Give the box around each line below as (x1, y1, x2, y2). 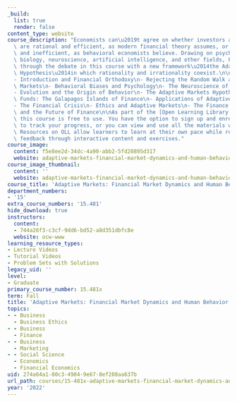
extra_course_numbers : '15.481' (7, 200, 102, 208)
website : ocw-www (13, 233, 65, 240)
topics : (7, 305, 30, 312)
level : (7, 272, 27, 279)
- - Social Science (7, 351, 65, 358)
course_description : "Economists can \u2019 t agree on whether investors (7, 37, 226, 44)
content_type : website (7, 30, 74, 37)
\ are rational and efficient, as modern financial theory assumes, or (13, 43, 229, 50)
